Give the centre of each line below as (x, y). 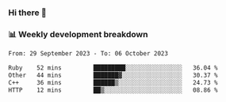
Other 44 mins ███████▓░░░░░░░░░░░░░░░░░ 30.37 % (113, 75)
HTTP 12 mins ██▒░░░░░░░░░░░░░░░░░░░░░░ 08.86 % (113, 90)
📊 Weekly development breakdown (78, 34)
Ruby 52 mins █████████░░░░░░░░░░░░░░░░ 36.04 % (113, 68)
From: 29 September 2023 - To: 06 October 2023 (88, 54)
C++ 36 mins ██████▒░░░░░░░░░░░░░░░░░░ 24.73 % (113, 82)
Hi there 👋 (28, 13)
